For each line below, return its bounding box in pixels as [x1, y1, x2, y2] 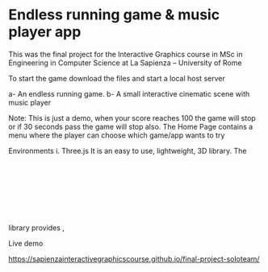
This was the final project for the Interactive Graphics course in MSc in [8, 49, 243, 59]
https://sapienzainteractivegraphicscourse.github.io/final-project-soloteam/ [8, 253, 260, 263]
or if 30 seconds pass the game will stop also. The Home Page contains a [8, 122, 253, 131]
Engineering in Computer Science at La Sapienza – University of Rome [8, 58, 242, 68]
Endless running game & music [8, 6, 220, 24]
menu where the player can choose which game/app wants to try [8, 130, 225, 140]
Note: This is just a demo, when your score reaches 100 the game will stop [8, 113, 256, 122]
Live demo [8, 238, 44, 248]
